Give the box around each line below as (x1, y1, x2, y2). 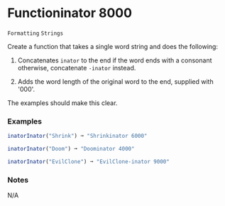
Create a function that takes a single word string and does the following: (7, 42, 219, 50)
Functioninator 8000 (7, 5, 133, 21)
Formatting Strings (7, 30, 64, 37)
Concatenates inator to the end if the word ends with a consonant (17, 55, 212, 65)
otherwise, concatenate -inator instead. (17, 63, 136, 72)
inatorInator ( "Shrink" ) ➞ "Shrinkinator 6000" (7, 133, 148, 140)
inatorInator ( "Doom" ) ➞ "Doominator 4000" (7, 146, 135, 153)
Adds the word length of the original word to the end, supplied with (17, 77, 214, 86)
